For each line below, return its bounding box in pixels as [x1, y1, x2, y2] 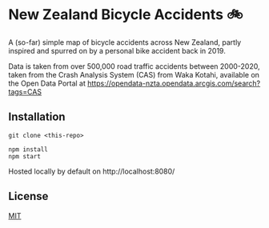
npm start [8, 152, 42, 160]
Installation [8, 110, 66, 124]
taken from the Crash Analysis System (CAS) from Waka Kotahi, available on [8, 70, 260, 79]
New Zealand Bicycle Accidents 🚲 [8, 6, 243, 24]
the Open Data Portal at [8, 78, 86, 88]
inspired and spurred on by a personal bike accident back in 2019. [8, 46, 226, 55]
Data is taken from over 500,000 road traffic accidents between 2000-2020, [8, 61, 260, 71]
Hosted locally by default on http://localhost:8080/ [8, 166, 175, 176]
